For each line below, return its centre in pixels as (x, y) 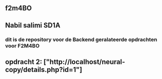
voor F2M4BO (22, 45)
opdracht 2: (24, 62)
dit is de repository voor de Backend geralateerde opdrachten (81, 39)
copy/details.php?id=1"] (44, 70)
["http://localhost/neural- (84, 62)
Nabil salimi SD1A (33, 25)
